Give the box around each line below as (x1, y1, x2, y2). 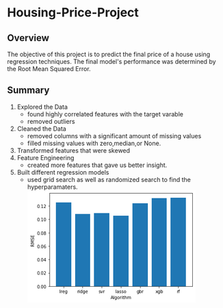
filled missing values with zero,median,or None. (27, 139, 161, 147)
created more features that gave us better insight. (27, 161, 168, 169)
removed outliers (27, 117, 75, 125)
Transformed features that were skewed (16, 146, 131, 155)
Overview (7, 32, 50, 44)
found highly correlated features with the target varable (27, 110, 183, 118)
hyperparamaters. (27, 183, 78, 191)
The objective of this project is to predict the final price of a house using (7, 50, 211, 58)
